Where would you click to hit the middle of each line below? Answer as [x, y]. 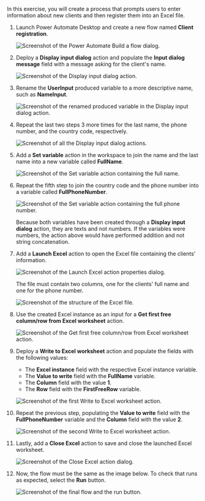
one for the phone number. [50, 290]
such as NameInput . [42, 94]
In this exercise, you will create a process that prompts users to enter [94, 9]
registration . [32, 34]
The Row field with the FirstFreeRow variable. [83, 389]
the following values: [42, 358]
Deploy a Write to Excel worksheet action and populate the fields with [104, 351]
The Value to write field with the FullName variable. [90, 376]
